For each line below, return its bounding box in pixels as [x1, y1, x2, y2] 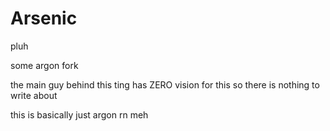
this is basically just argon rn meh [10, 108, 149, 121]
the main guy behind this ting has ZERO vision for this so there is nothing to [10, 78, 320, 91]
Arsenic [10, 7, 78, 30]
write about [10, 89, 58, 101]
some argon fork [10, 59, 79, 71]
